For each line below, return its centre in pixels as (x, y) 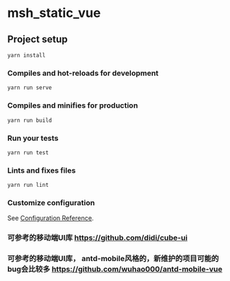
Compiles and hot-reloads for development (83, 73)
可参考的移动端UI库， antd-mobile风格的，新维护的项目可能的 (113, 258)
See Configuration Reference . (51, 218)
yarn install (27, 55)
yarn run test (28, 153)
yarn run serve (30, 88)
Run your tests (33, 138)
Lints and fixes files (42, 170)
